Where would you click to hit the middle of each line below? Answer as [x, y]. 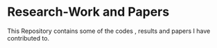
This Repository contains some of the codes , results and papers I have [109, 31]
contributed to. [28, 38]
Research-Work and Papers [88, 12]
